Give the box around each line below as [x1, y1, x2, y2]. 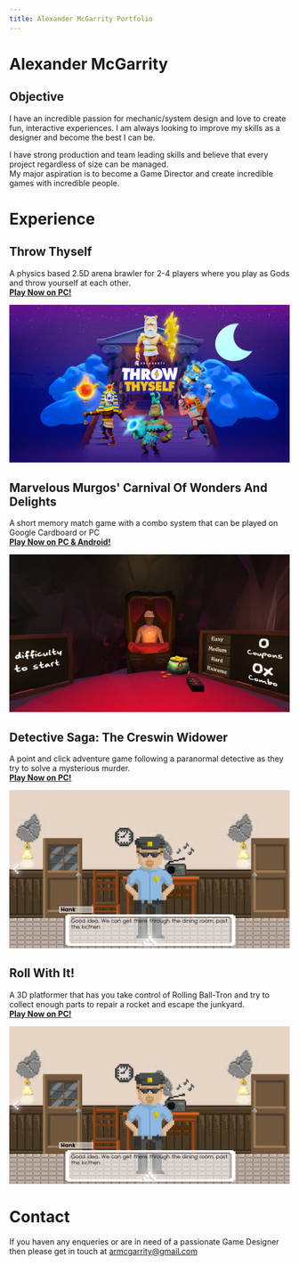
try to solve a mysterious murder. [9, 763, 131, 774]
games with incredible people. [9, 177, 120, 188]
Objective [9, 89, 65, 104]
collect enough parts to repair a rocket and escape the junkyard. [9, 998, 245, 1009]
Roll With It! [9, 965, 76, 981]
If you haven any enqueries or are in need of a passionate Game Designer [9, 1236, 279, 1247]
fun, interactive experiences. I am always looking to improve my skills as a [9, 122, 280, 133]
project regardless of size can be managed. [9, 159, 169, 169]
